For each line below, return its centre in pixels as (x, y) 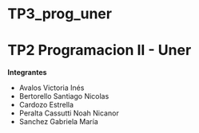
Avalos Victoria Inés (52, 88)
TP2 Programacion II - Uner (99, 51)
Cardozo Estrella (46, 105)
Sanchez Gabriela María (59, 122)
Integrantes (27, 72)
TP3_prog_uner (60, 14)
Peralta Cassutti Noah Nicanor (69, 113)
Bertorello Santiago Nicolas (64, 96)
